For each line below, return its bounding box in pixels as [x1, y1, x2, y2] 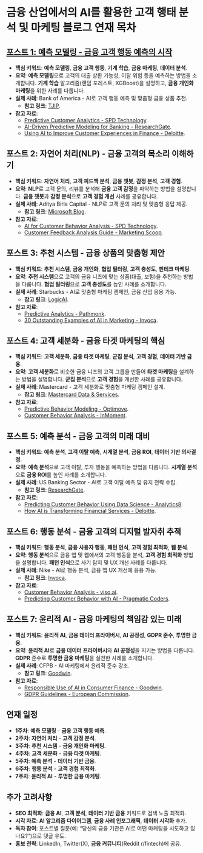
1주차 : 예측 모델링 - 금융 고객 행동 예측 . [15, 726, 106, 734]
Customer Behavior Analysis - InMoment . [24, 412, 127, 419]
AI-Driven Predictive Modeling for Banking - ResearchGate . [24, 123, 172, 130]
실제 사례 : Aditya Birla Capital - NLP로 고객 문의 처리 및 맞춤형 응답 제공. [15, 200, 188, 207]
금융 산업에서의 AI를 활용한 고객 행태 [6, 5, 177, 19]
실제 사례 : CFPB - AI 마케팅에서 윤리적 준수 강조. [15, 661, 130, 669]
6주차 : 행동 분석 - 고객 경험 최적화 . [15, 765, 96, 772]
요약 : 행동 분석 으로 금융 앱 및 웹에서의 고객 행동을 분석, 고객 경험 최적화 [15, 551, 182, 559]
